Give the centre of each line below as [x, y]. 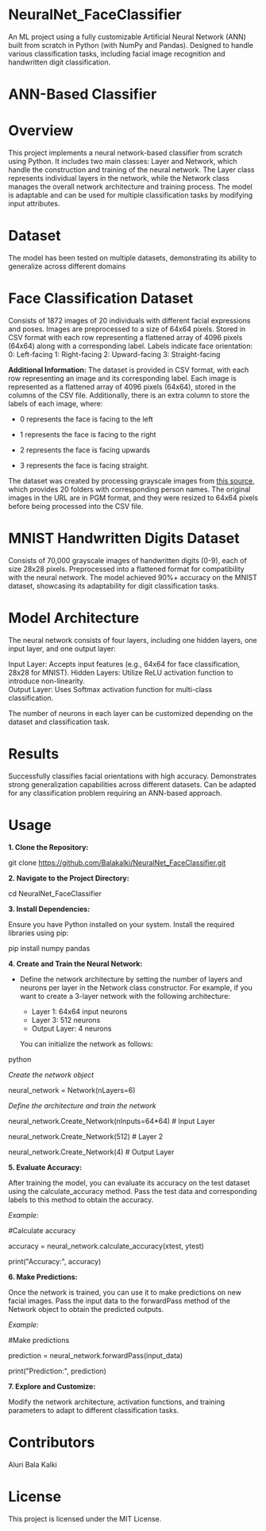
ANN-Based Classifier [83, 94]
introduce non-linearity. [47, 681]
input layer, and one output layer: [62, 648]
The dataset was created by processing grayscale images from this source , [132, 480]
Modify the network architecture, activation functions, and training [117, 1402]
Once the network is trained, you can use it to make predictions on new [125, 1292]
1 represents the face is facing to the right [88, 434]
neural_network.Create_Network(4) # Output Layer [91, 1152]
